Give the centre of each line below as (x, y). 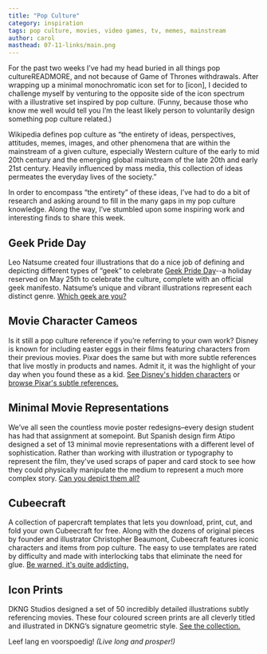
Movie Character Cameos (73, 321)
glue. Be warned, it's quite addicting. (69, 565)
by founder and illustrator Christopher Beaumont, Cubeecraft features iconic (133, 539)
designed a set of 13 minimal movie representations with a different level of (132, 444)
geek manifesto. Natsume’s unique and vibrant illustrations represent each (130, 287)
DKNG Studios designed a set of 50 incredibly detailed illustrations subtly (129, 609)
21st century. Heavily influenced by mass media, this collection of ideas (126, 168)
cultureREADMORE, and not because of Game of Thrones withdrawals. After (133, 77)
